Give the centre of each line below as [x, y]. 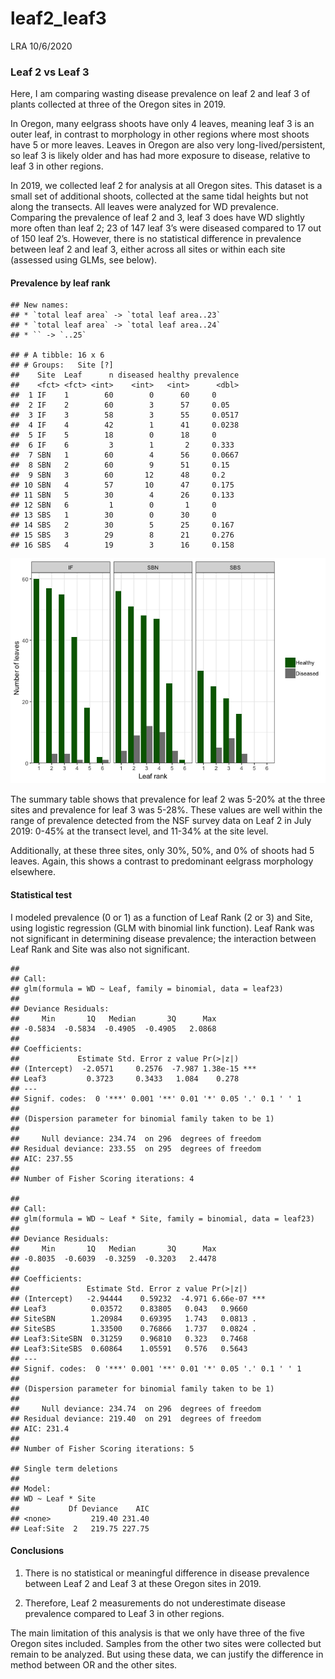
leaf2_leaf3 [58, 18]
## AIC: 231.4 [40, 1428]
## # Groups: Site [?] [62, 365]
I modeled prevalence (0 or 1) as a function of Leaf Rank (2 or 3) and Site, [161, 917]
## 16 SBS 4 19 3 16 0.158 [122, 545]
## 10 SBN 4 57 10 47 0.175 [122, 485]
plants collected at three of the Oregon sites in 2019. [118, 104]
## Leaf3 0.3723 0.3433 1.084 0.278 [125, 1078]
